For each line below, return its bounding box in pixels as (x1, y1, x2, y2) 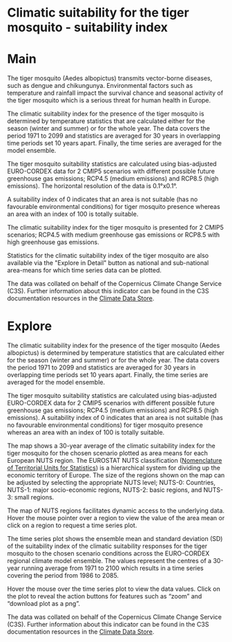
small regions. (14, 493, 55, 502)
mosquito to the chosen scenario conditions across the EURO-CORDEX (7, 549, 210, 558)
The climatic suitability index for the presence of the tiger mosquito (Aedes (7, 341, 220, 350)
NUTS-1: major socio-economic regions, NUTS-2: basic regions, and (7, 486, 202, 494)
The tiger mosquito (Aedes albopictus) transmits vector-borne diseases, (7, 74, 213, 82)
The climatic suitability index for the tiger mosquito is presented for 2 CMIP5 (7, 223, 224, 232)
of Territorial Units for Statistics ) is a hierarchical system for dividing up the (7, 464, 221, 472)
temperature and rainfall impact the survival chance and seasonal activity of (7, 89, 224, 98)
